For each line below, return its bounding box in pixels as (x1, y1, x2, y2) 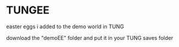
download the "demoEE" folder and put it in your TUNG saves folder (6, 34, 174, 41)
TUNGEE (6, 4, 50, 17)
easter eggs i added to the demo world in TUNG (6, 23, 124, 30)
